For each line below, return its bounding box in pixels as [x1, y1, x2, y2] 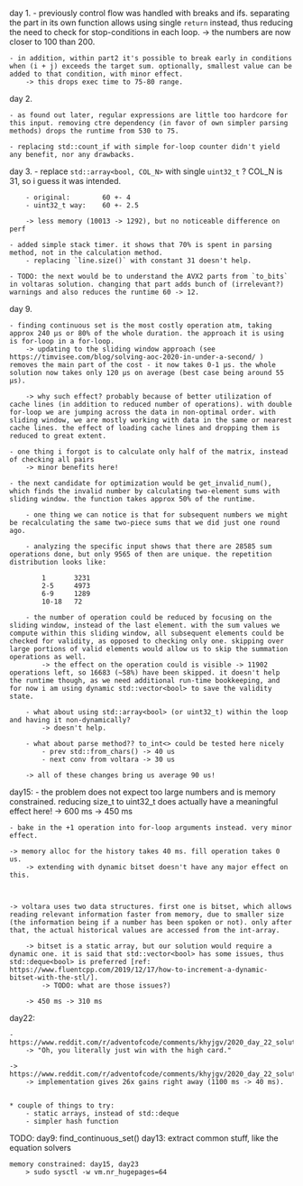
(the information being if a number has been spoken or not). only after [9, 918, 293, 927]
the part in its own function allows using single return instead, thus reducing [9, 17, 293, 28]
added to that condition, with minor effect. [9, 69, 183, 78]
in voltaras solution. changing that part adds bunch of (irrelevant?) [9, 280, 284, 289]
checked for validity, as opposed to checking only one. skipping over [9, 637, 284, 646]
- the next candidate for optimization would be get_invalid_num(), [9, 479, 272, 488]
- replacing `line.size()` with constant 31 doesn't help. [25, 256, 252, 265]
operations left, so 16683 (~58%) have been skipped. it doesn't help [9, 668, 280, 677]
